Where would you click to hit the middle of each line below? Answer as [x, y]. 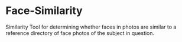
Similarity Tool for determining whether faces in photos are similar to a [91, 27]
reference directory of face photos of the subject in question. [80, 33]
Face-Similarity [44, 11]
